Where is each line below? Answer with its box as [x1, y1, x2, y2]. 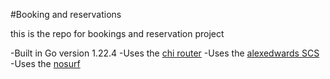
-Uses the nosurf [10, 58, 81, 69]
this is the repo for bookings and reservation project [10, 28, 225, 39]
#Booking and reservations [10, 9, 122, 20]
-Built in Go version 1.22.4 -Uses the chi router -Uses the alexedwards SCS [10, 47, 320, 59]
